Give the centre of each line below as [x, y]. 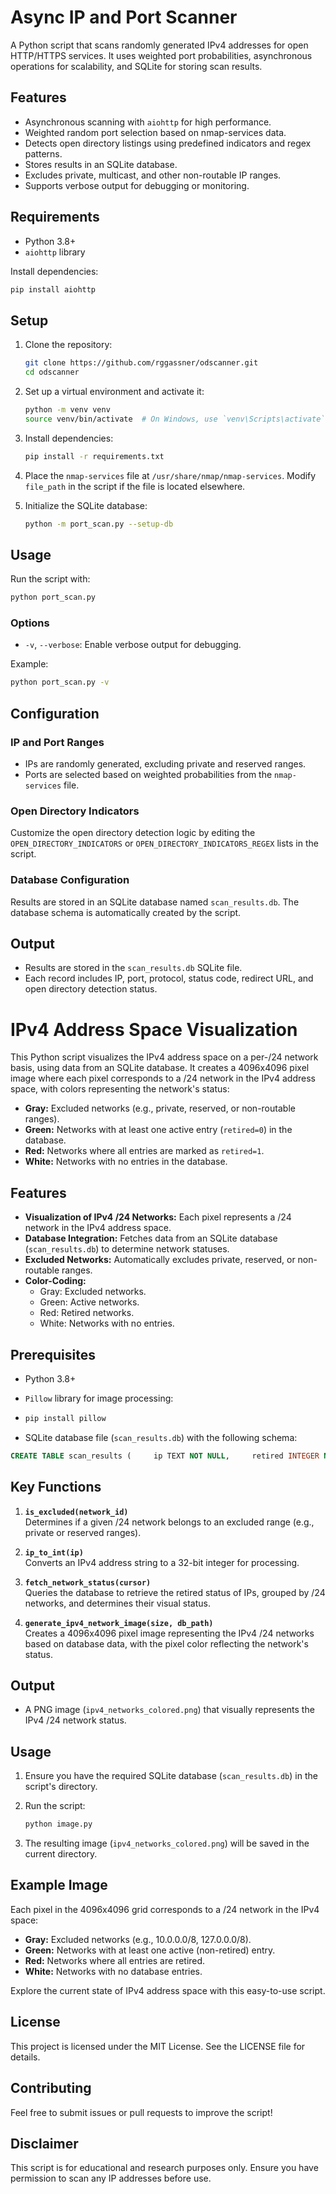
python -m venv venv [67, 410]
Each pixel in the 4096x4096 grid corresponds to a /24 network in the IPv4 [165, 1909]
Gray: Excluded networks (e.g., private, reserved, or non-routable [160, 1108]
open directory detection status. [91, 989]
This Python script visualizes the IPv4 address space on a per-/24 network [164, 1057]
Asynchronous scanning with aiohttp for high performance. [148, 122]
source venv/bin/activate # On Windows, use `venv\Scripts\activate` [175, 419]
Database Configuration [70, 880]
